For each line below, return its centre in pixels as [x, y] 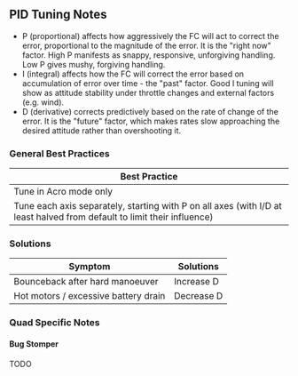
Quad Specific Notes [55, 323]
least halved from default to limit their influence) [114, 217]
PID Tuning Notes [58, 15]
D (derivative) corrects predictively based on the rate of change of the [150, 111]
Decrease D [199, 296]
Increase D [197, 282]
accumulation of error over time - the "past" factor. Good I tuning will [148, 83]
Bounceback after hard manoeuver [86, 282]
